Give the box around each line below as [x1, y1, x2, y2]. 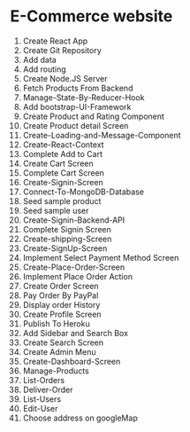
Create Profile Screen [22, 309, 102, 319]
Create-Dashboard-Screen [22, 356, 121, 366]
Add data [22, 54, 57, 65]
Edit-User [22, 403, 58, 413]
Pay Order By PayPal [22, 290, 99, 301]
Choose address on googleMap [22, 412, 138, 423]
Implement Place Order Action [22, 271, 133, 281]
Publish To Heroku [22, 318, 91, 329]
